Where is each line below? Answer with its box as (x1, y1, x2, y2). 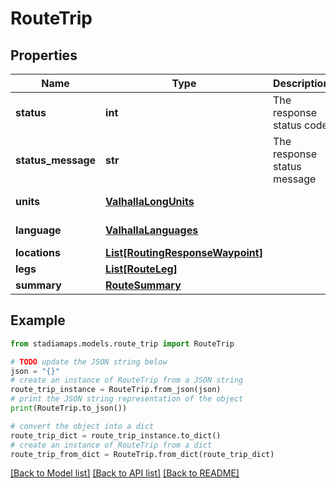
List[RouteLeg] (105, 262, 178, 276)
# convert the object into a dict (10, 421, 155, 431)
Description (272, 77, 330, 90)
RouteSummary (105, 278, 182, 292)
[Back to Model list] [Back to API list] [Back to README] (10, 467, 240, 479)
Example (10, 312, 66, 329)
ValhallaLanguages (105, 223, 199, 237)
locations (15, 246, 61, 259)
